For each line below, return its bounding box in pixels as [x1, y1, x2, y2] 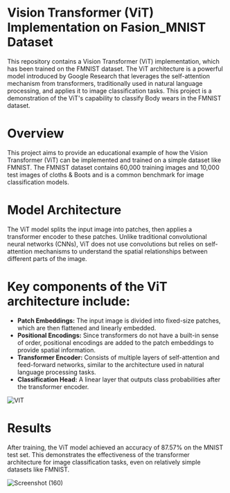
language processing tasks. [17, 368, 96, 376]
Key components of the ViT [7, 279, 168, 294]
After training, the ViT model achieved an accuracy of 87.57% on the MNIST [7, 443, 224, 451]
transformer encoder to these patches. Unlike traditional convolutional [7, 232, 207, 240]
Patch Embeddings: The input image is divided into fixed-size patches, [17, 316, 221, 325]
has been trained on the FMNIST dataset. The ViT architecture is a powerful [7, 64, 223, 73]
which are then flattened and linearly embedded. [17, 323, 157, 332]
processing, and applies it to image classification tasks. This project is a [7, 87, 213, 95]
